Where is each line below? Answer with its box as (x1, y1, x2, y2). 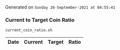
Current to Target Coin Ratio (5, 16, 75, 23)
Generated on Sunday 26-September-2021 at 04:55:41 (5, 4, 115, 10)
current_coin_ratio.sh (5, 28, 52, 33)
